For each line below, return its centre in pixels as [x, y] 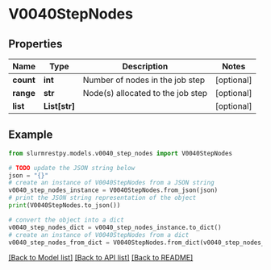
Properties [35, 44]
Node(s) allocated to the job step [145, 93]
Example [31, 135]
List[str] [59, 106]
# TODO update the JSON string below [72, 168]
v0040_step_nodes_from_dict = [59, 243]
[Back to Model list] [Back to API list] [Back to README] [101, 258]
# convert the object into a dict [67, 220]
